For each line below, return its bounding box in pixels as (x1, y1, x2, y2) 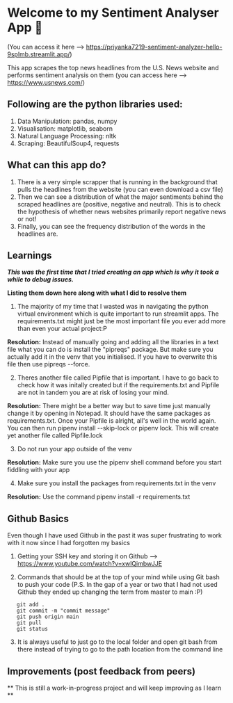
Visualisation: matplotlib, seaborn (17, 124, 113, 133)
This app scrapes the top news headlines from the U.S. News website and (7, 63, 219, 72)
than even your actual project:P (17, 325, 108, 333)
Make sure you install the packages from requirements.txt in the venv (17, 479, 216, 487)
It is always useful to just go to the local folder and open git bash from (17, 638, 218, 646)
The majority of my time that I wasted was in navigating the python (17, 302, 209, 311)
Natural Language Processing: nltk (17, 131, 117, 140)
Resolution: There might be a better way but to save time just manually (7, 402, 211, 410)
